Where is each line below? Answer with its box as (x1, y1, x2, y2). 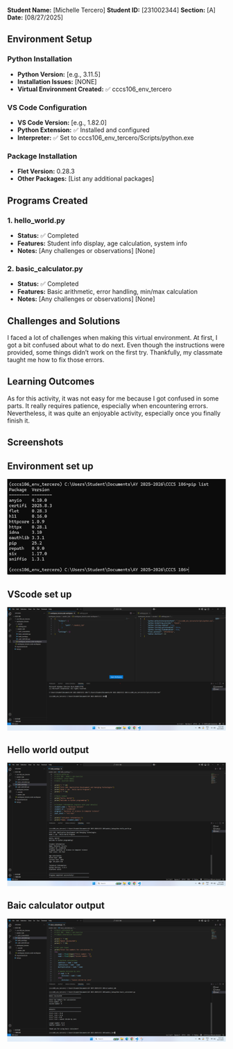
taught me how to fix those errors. (7, 356, 105, 364)
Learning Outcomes (7, 375, 95, 388)
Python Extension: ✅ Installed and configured (17, 125, 150, 134)
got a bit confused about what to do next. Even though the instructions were (7, 341, 225, 350)
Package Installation (7, 151, 78, 161)
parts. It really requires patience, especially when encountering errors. (7, 401, 208, 409)
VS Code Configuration (7, 102, 87, 112)
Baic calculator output (7, 900, 105, 911)
